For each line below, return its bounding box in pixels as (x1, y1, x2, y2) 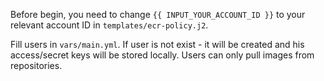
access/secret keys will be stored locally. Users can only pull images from (10, 49, 315, 61)
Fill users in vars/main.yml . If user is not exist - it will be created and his (10, 39, 305, 50)
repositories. (10, 60, 63, 71)
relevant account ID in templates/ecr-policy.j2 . (10, 19, 209, 31)
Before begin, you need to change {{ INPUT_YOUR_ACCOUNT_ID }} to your (10, 9, 306, 20)
